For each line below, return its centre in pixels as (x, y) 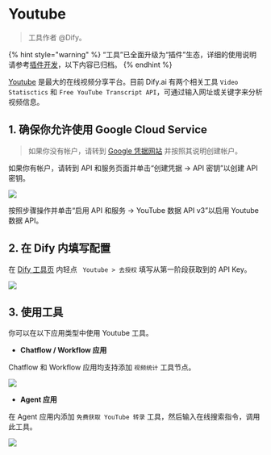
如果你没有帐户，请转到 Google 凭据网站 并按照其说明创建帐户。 (135, 151)
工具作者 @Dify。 (57, 37)
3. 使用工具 (36, 312)
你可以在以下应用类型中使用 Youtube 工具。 (81, 333)
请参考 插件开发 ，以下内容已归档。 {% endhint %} (90, 65)
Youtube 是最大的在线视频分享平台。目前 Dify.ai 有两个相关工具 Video (123, 81)
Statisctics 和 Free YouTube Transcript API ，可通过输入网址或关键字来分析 (135, 92)
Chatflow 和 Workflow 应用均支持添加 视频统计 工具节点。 (102, 367)
